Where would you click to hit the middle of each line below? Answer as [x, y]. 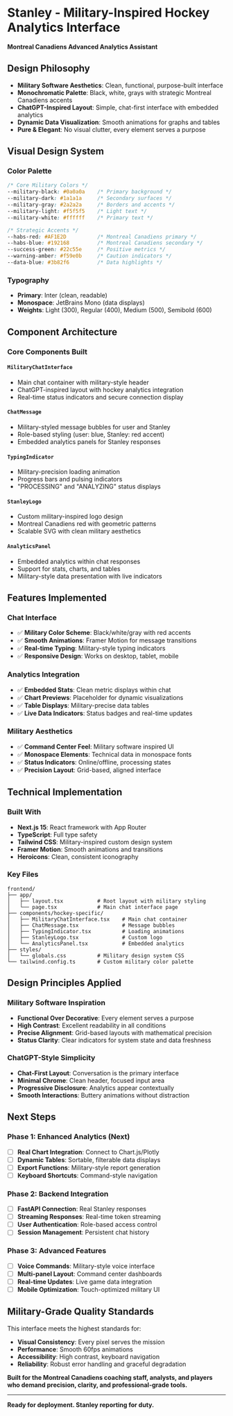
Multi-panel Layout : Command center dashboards [89, 1274]
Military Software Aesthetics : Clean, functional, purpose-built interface [120, 85]
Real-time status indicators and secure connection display [100, 397]
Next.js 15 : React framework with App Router [82, 827]
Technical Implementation [65, 792]
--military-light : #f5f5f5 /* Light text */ [77, 211]
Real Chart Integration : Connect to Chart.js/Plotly [88, 1152]
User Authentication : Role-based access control [87, 1225]
